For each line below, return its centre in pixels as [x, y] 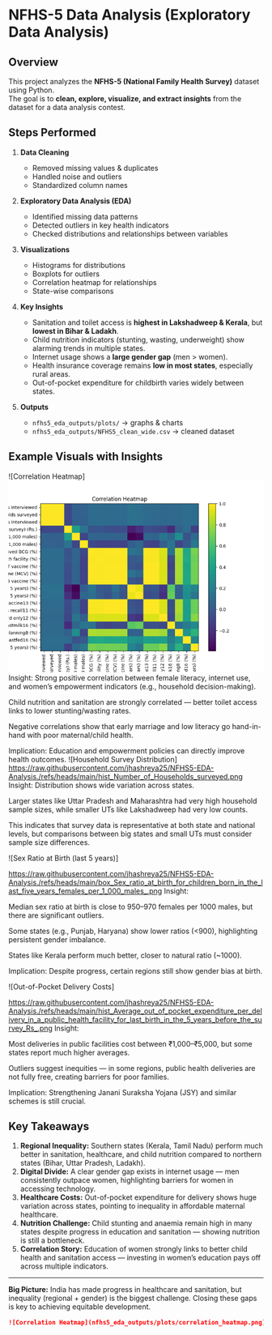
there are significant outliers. [56, 915]
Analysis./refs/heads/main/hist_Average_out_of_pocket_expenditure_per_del [136, 1011]
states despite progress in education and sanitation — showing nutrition [140, 1232]
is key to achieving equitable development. [80, 1307]
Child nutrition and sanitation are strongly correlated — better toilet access [133, 702]
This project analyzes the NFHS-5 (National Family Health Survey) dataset [134, 81]
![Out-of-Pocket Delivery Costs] [62, 987]
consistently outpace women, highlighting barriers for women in [127, 1180]
